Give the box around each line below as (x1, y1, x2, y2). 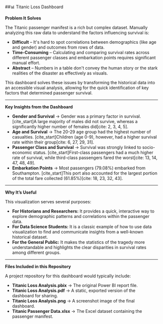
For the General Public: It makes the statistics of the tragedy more (12, 239, 145, 245)
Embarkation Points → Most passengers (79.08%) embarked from (12, 165, 146, 171)
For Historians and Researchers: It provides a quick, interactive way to (12, 208, 155, 214)
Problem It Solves (5, 15, 41, 21)
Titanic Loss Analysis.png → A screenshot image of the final (12, 298, 135, 304)
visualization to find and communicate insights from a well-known (12, 229, 144, 234)
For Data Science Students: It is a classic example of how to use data (12, 224, 152, 230)
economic (12, 150, 33, 155)
